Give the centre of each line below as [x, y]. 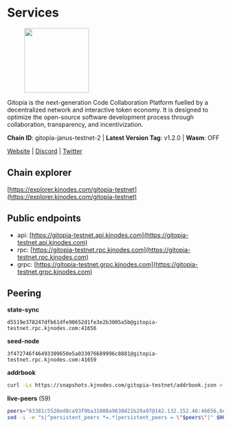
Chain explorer [40, 173]
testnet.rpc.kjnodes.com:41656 [52, 329]
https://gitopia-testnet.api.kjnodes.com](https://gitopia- [110, 235]
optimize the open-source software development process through [101, 117]
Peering [24, 293]
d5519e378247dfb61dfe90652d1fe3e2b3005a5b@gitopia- [82, 323]
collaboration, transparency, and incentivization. [75, 124]
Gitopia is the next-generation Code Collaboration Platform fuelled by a [108, 102]
